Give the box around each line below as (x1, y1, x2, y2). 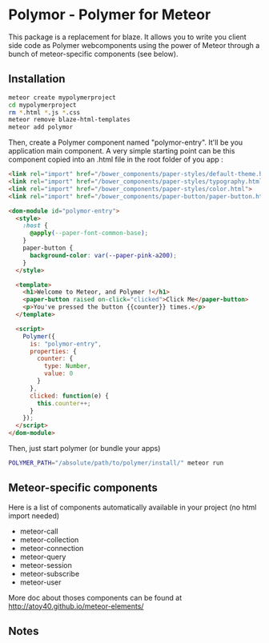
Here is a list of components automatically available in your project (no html (8, 502, 257, 512)
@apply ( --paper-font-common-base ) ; (29, 230, 149, 238)
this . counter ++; (37, 399, 91, 407)
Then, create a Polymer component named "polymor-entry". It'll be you (8, 138, 243, 147)
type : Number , (43, 362, 91, 370)
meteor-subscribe (19, 569, 80, 578)
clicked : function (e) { (29, 392, 110, 400)
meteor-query (19, 552, 66, 561)
